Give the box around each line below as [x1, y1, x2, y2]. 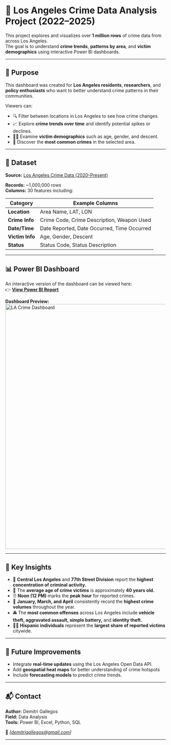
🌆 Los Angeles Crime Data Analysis [5, 5, 157, 16]
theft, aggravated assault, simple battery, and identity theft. [12, 617, 142, 623]
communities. [5, 93, 34, 99]
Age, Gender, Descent [40, 233, 93, 240]
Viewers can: [5, 102, 33, 109]
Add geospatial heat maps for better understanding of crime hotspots [12, 667, 160, 672]
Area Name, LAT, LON [40, 208, 93, 215]
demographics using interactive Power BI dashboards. [5, 49, 120, 55]
